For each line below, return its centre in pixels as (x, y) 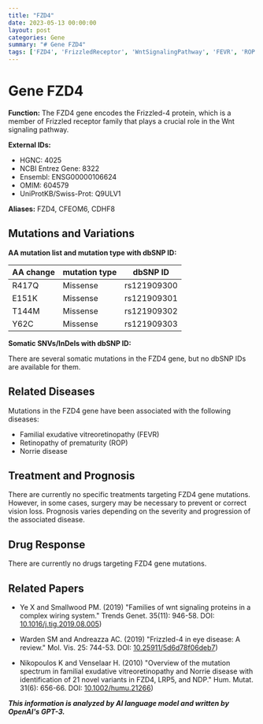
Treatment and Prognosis (72, 475)
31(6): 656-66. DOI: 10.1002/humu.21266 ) (86, 688)
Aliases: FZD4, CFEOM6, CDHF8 (62, 209)
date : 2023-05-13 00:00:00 (52, 23)
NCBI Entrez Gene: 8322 (59, 168)
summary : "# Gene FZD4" (47, 45)
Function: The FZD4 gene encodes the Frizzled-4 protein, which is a (120, 113)
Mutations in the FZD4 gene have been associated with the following (119, 410)
